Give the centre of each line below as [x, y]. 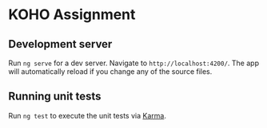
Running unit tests [55, 97]
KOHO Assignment [72, 15]
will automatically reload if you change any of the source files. [110, 72]
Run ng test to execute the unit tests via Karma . [87, 115]
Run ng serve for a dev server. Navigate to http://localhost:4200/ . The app [134, 63]
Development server [60, 44]
